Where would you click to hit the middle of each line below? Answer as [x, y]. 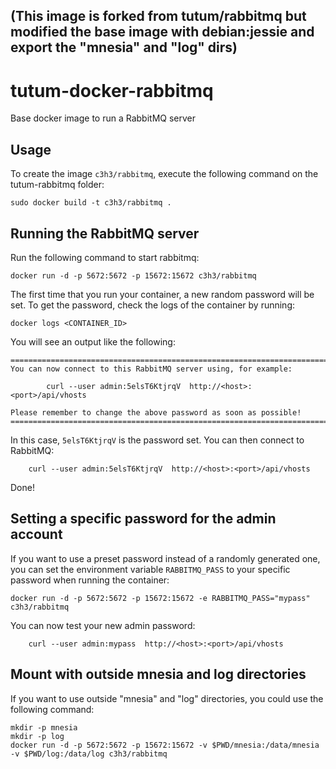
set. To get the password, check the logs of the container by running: [152, 305]
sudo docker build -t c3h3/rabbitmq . [91, 203]
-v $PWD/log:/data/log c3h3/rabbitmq [89, 754]
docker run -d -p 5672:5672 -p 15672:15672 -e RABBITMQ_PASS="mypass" [160, 598]
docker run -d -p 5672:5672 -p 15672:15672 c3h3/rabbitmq [133, 275]
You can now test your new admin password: [103, 625]
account [36, 534]
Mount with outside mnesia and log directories [158, 674]
